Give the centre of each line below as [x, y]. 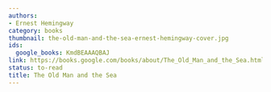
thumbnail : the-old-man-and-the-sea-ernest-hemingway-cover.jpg [119, 38]
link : [17, 61]
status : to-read [35, 68]
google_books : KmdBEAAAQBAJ [63, 53]
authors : [23, 16]
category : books [35, 30]
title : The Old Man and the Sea [63, 75]
